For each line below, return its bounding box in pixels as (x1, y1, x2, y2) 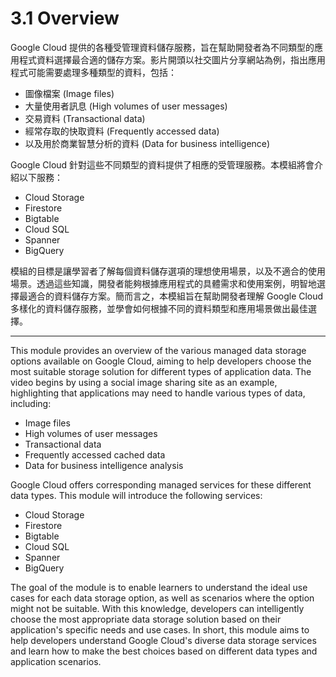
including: (10, 397, 52, 409)
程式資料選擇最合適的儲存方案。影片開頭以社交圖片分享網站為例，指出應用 (18, 53, 326, 66)
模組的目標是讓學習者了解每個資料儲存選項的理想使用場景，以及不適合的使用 (10, 265, 326, 277)
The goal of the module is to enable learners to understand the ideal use (10, 581, 308, 593)
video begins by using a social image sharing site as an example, (10, 376, 278, 388)
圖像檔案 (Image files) (24, 87, 115, 99)
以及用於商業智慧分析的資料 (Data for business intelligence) (24, 137, 271, 149)
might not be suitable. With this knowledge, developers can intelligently (10, 602, 305, 614)
